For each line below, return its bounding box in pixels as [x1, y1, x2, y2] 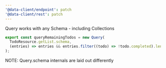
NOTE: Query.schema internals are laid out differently [5, 58, 114, 63]
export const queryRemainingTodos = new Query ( [5, 35, 105, 40]
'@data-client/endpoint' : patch [5, 7, 72, 12]
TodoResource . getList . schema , [9, 39, 72, 44]
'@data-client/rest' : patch [5, 12, 63, 17]
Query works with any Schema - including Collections [5, 25, 115, 31]
